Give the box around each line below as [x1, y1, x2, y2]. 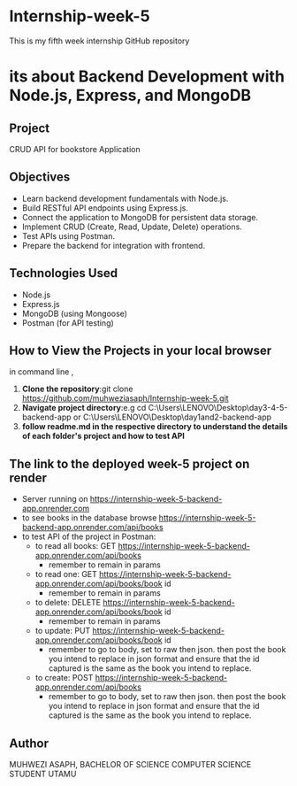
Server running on [21, 494, 88, 505]
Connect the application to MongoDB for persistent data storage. [21, 212, 259, 222]
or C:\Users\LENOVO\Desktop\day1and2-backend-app [73, 412, 272, 422]
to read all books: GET [34, 541, 117, 551]
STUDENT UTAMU [9, 768, 77, 779]
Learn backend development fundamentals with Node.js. [21, 193, 229, 204]
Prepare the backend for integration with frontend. [21, 240, 206, 250]
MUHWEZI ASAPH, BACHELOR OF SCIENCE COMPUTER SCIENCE [9, 759, 252, 769]
